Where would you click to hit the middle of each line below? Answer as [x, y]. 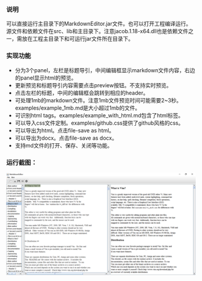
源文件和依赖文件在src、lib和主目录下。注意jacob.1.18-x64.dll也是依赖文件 [97, 31]
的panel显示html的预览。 [46, 78]
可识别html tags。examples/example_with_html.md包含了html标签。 [99, 115]
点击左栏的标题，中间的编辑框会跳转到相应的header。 [82, 93]
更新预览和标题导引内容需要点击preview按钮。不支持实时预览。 [93, 85]
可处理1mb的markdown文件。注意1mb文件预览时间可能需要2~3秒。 [98, 100]
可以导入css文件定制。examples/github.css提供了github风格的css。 [99, 123]
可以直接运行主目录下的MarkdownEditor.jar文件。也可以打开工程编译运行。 [99, 24]
